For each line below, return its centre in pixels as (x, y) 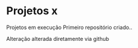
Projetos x (32, 11)
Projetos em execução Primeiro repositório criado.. (69, 27)
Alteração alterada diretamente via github (58, 39)
